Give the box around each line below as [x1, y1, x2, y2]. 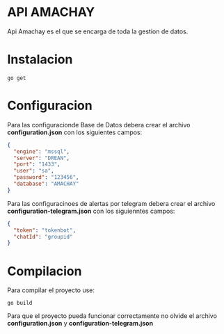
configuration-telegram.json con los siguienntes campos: [7, 207, 175, 215]
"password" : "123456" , [13, 174, 79, 181]
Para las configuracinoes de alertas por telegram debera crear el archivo [7, 199, 216, 207]
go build [7, 300, 33, 307]
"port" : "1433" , [13, 161, 61, 168]
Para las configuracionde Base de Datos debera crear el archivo [7, 120, 191, 129]
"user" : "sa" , [13, 168, 54, 175]
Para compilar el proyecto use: [7, 286, 95, 294]
